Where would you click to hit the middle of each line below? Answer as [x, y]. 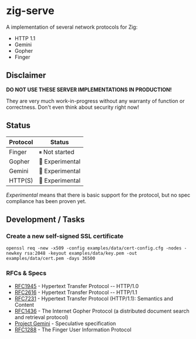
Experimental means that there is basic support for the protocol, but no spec [98, 195]
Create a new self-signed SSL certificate [65, 236]
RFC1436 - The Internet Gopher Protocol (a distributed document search [102, 311]
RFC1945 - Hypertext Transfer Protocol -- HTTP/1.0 [77, 286]
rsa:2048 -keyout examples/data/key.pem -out [81, 254]
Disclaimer [26, 75]
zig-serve [30, 11]
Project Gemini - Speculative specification [65, 323]
